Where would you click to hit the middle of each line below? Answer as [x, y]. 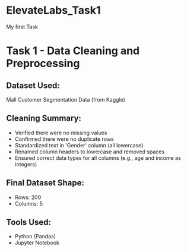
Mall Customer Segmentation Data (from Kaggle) [66, 99]
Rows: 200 [28, 197]
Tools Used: [29, 222]
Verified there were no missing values [61, 133]
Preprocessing [43, 64]
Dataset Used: [33, 85]
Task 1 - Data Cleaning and [73, 51]
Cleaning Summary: [44, 119]
